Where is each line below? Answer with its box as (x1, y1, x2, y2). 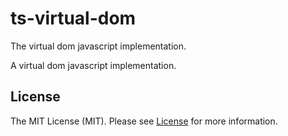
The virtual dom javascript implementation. (10, 40, 187, 52)
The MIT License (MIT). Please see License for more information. (10, 115, 278, 127)
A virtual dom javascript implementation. (10, 59, 177, 71)
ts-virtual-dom (10, 7, 137, 30)
